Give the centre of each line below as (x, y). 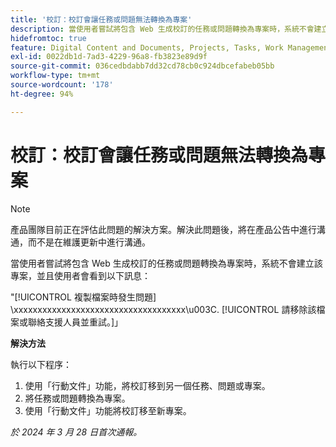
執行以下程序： (41, 364)
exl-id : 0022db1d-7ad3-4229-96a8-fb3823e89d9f (109, 57)
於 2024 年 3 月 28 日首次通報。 (76, 432)
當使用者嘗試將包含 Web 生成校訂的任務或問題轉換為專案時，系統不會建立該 (166, 263)
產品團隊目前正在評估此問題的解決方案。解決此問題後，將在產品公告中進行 (163, 229)
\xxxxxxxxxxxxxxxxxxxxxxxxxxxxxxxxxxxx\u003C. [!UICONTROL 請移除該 (163, 309)
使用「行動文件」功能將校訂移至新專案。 (108, 410)
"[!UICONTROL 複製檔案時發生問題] (83, 297)
